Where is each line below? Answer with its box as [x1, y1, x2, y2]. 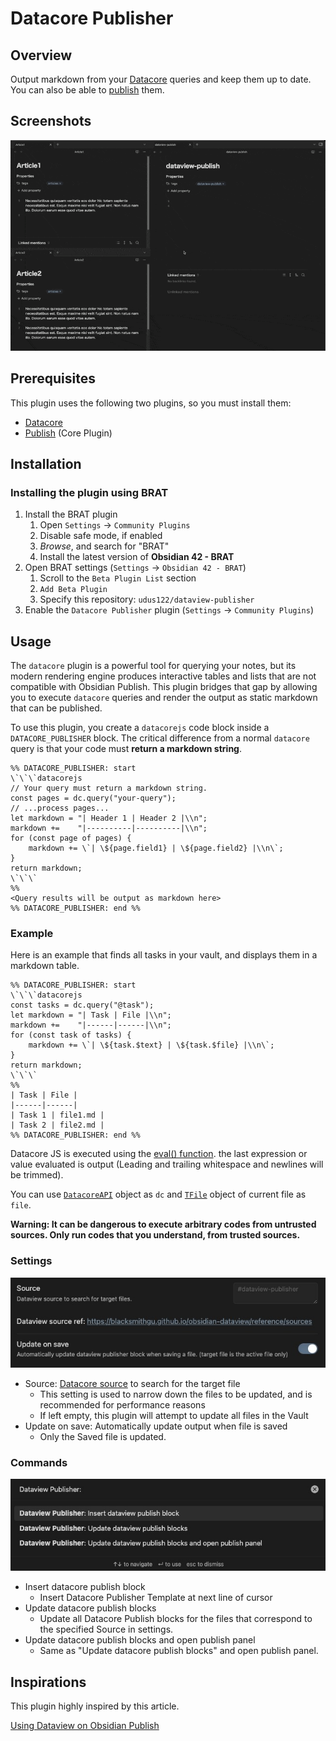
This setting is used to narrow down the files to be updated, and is [39, 1388, 313, 1401]
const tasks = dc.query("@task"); [10, 1000, 155, 1011]
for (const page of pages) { [10, 833, 132, 844]
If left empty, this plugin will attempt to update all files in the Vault [39, 1410, 309, 1422]
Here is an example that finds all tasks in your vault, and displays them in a [10, 949, 318, 961]
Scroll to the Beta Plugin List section [39, 572, 197, 584]
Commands [10, 1456, 68, 1470]
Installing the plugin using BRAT [10, 485, 169, 499]
